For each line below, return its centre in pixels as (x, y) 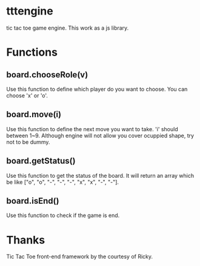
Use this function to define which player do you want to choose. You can (97, 89)
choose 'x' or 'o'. (27, 96)
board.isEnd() (33, 201)
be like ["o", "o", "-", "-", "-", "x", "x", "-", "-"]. (63, 182)
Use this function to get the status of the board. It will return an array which (100, 175)
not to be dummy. (28, 142)
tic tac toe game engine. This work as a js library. (68, 28)
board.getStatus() (41, 161)
